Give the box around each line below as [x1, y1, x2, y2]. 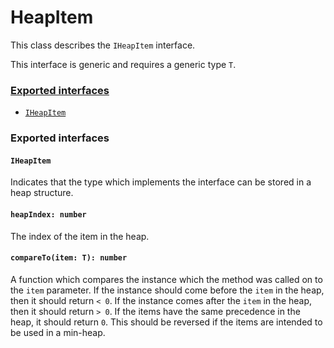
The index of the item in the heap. [10, 230, 150, 242]
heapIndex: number [10, 209, 87, 220]
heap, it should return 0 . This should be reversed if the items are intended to [10, 316, 323, 328]
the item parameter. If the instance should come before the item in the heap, [10, 284, 325, 296]
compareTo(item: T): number [10, 253, 128, 263]
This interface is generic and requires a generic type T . [10, 58, 237, 70]
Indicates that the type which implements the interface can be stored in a [10, 176, 312, 188]
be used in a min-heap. [10, 326, 106, 338]
